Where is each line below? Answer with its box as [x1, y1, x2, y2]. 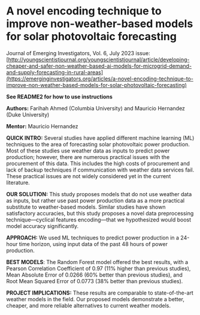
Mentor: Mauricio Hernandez [6, 122, 79, 130]
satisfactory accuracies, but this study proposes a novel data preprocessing [6, 209, 194, 217]
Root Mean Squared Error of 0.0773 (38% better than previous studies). [6, 277, 183, 284]
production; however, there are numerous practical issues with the [6, 153, 170, 160]
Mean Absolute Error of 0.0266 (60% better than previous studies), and [6, 271, 183, 278]
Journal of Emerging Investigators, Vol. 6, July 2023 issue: [6, 49, 151, 56]
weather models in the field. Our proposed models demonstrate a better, [6, 295, 184, 302]
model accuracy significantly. [6, 222, 79, 229]
